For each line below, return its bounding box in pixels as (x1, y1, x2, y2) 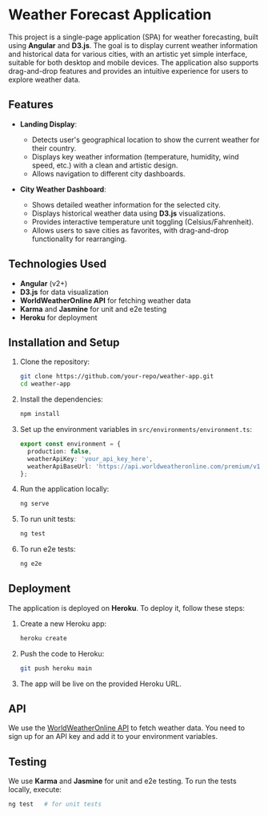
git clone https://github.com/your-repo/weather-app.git (19, 373, 214, 381)
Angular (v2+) (19, 278, 68, 288)
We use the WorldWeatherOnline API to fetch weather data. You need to (8, 723, 246, 733)
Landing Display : (19, 119, 78, 129)
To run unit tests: (19, 515, 76, 524)
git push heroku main (19, 664, 92, 673)
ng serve (19, 499, 50, 508)
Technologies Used (8, 257, 106, 271)
